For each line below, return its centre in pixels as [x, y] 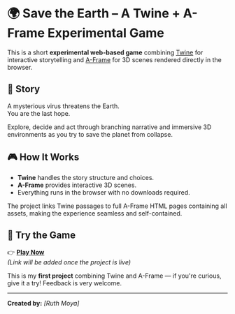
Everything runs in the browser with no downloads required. [104, 192]
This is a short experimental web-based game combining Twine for [105, 52]
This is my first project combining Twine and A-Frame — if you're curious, [114, 276]
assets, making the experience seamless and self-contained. [95, 213]
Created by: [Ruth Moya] [43, 304]
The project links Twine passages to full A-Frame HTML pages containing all [117, 206]
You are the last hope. [39, 113]
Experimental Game [106, 33]
